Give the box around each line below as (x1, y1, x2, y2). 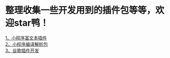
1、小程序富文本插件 (5, 35, 47, 41)
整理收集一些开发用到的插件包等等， (5, 5, 156, 16)
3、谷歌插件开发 (5, 47, 39, 53)
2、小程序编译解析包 (5, 41, 48, 47)
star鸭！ (14, 17, 49, 29)
